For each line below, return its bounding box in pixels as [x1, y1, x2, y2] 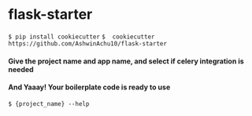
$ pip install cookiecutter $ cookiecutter [8, 33, 155, 41]
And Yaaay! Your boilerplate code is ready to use [8, 82, 171, 92]
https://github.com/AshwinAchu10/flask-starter [8, 39, 168, 48]
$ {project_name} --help [8, 100, 90, 107]
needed [8, 64, 34, 74]
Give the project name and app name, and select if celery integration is [8, 56, 244, 66]
